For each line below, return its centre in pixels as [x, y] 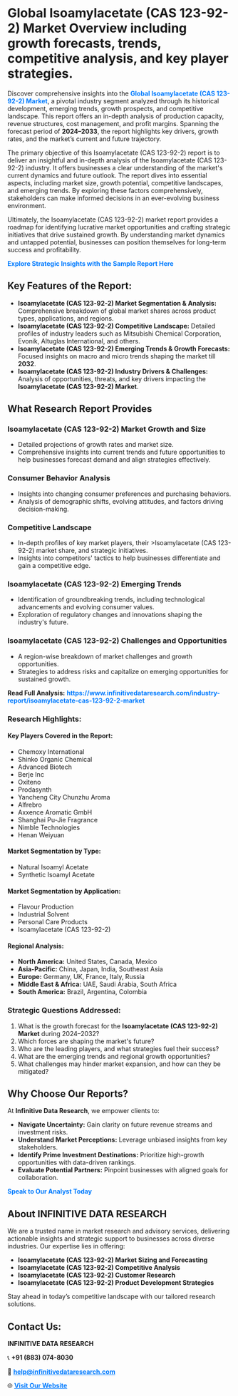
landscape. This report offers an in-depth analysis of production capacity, [116, 116]
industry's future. [43, 622]
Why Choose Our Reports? [68, 1094]
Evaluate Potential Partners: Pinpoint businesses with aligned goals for [123, 1170]
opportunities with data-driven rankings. [77, 1162]
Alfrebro [30, 805]
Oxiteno [29, 782]
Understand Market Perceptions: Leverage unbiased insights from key [122, 1140]
